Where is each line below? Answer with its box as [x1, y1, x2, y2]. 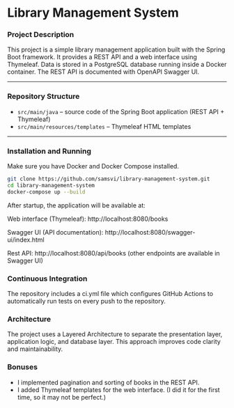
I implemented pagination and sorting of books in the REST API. [17, 378, 200, 386]
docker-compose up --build [7, 188, 86, 196]
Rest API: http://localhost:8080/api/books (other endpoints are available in [7, 249, 221, 257]
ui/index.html [7, 235, 45, 244]
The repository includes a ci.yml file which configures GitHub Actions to [7, 290, 214, 297]
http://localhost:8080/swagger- [104, 228, 196, 236]
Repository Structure [7, 92, 80, 102]
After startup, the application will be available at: [7, 201, 146, 210]
